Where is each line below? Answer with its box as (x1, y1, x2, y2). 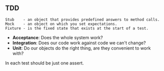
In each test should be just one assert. (5, 60, 84, 66)
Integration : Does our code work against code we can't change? (12, 40, 146, 46)
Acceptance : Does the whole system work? (12, 34, 103, 40)
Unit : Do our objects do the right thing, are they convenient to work (12, 45, 151, 51)
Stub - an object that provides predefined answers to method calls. (5, 17, 160, 22)
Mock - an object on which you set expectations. (5, 21, 117, 26)
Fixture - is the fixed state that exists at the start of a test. (5, 26, 149, 31)
